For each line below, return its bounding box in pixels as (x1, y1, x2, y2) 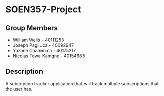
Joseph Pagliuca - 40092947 (12, 42, 74, 48)
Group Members (5, 24, 58, 32)
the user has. (5, 86, 33, 92)
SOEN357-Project (5, 4, 82, 15)
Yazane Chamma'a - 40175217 (12, 48, 76, 53)
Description (5, 67, 43, 76)
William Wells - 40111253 (12, 37, 64, 43)
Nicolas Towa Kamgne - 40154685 (12, 53, 85, 59)
